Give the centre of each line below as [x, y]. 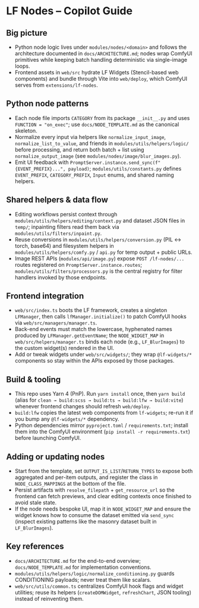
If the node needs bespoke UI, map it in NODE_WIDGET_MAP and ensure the [103, 509]
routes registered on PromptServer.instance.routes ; [78, 264]
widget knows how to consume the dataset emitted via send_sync [94, 515]
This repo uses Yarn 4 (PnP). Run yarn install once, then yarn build [100, 394]
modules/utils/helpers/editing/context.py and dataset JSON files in [100, 220]
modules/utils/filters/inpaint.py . [58, 233]
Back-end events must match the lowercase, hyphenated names [93, 329]
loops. [22, 66]
